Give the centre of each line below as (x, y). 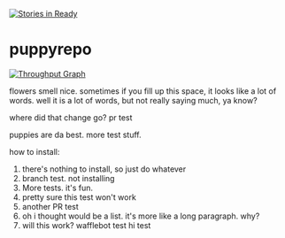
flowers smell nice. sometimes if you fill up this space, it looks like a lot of (143, 91)
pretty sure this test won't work (79, 197)
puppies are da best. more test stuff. (75, 134)
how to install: (35, 151)
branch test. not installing (68, 178)
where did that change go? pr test (71, 117)
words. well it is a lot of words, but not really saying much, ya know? (134, 100)
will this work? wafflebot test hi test (86, 225)
